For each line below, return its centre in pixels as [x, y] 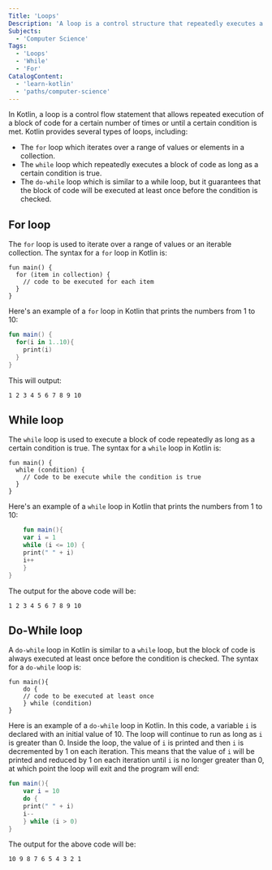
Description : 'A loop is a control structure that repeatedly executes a [136, 24]
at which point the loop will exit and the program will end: [104, 769]
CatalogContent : [36, 76]
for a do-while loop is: [45, 667]
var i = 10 [41, 791]
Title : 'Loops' [34, 16]
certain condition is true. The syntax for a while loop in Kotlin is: [115, 448]
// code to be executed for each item [89, 282]
